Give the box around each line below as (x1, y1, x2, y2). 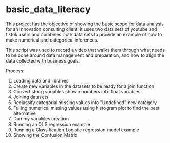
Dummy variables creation (13, 115, 69, 121)
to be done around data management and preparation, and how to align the (6, 52, 164, 58)
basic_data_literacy (6, 4, 91, 15)
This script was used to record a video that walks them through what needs (6, 47, 165, 53)
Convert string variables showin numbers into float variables (13, 88, 141, 94)
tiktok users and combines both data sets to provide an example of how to (6, 31, 162, 37)
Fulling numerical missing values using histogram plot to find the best (13, 105, 160, 111)
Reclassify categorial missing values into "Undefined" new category (13, 99, 157, 106)
